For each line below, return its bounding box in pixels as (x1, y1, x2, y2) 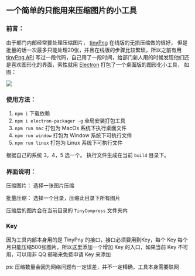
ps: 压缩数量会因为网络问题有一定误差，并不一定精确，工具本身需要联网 (6, 263, 179, 270)
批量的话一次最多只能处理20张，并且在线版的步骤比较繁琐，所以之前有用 (6, 46, 182, 53)
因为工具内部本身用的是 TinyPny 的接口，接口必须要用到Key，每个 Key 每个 (6, 236, 189, 243)
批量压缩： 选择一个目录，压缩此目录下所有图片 (6, 195, 121, 202)
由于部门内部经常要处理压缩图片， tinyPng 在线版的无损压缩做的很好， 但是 (6, 39, 188, 46)
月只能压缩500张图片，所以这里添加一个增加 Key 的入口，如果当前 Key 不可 (6, 243, 189, 250)
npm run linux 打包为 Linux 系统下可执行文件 (14, 139, 123, 146)
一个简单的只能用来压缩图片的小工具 (6, 5, 137, 16)
